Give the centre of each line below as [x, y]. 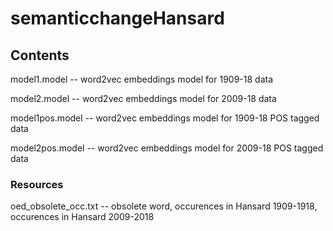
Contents [40, 55]
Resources [37, 184]
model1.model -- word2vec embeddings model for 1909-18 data [142, 79]
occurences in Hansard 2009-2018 [82, 217]
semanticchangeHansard [117, 18]
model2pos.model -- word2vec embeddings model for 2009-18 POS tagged [167, 148]
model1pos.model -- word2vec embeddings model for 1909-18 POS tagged [165, 118]
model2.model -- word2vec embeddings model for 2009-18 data [143, 98]
